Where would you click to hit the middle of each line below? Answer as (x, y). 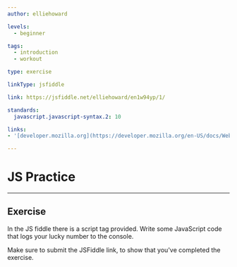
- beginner (30, 33)
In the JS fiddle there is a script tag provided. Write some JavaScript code (115, 229)
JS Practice (42, 177)
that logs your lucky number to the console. (71, 236)
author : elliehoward (38, 14)
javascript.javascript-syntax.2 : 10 (67, 117)
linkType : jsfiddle (36, 85)
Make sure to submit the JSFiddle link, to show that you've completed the (114, 250)
